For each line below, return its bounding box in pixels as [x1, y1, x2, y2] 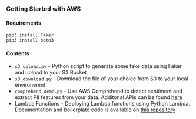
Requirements [6, 19, 42, 26]
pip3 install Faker [6, 32, 54, 38]
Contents [6, 49, 29, 57]
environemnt [14, 81, 46, 89]
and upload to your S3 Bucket [14, 69, 87, 76]
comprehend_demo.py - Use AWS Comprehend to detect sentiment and [14, 87, 182, 95]
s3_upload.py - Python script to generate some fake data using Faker [14, 63, 182, 70]
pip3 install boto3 [6, 38, 54, 43]
